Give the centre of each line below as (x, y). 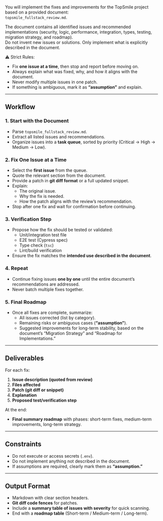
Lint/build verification (41, 251)
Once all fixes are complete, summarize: (52, 312)
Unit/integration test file (43, 235)
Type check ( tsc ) (37, 245)
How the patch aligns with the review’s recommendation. (76, 201)
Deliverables (24, 358)
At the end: (16, 409)
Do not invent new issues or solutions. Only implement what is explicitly (76, 42)
